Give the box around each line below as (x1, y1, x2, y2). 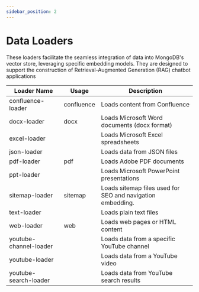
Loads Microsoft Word (101, 113, 163, 122)
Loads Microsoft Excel (101, 131, 163, 139)
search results (101, 276, 141, 284)
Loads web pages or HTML (101, 218, 176, 226)
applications (6, 72, 36, 80)
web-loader (9, 221, 43, 229)
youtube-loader (9, 255, 54, 264)
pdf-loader (9, 157, 40, 166)
